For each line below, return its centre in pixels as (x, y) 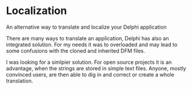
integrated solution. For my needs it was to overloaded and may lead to (92, 44)
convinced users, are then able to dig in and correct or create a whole (90, 74)
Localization (37, 11)
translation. (20, 81)
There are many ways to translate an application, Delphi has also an (88, 38)
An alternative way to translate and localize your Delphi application (86, 27)
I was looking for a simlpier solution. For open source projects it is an (89, 62)
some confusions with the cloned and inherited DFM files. (76, 50)
